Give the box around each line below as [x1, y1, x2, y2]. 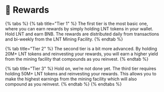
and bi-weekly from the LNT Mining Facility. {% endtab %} [5, 36, 123, 42]
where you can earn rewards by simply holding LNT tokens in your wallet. [5, 25, 153, 31]
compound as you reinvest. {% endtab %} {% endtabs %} [5, 81, 122, 87]
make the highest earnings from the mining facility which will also [5, 76, 137, 82]
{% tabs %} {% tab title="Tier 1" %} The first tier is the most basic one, [5, 21, 148, 26]
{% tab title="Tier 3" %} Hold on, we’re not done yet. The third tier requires [5, 66, 157, 71]
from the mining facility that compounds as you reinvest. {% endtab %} [5, 56, 149, 62]
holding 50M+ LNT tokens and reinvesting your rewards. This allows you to [5, 70, 157, 76]
